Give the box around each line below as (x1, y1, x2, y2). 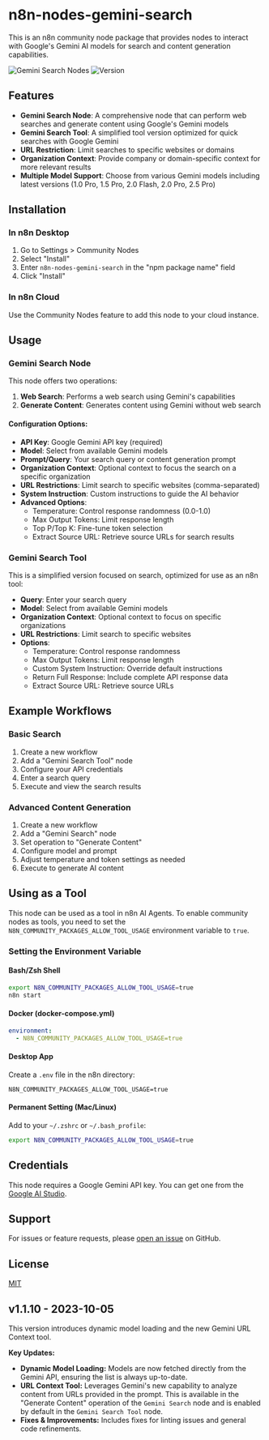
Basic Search (8, 729, 62, 740)
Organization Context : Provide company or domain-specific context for (19, 153, 261, 163)
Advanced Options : (19, 497, 88, 507)
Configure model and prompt (19, 845, 117, 856)
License (8, 1257, 49, 1271)
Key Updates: (8, 1348, 55, 1358)
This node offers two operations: (8, 376, 117, 386)
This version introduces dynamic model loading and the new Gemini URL (8, 1323, 251, 1334)
